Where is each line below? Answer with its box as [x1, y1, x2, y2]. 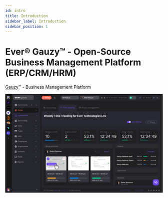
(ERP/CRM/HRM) [5, 68, 76, 79]
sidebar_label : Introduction [5, 19, 66, 24]
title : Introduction [5, 13, 48, 19]
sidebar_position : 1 [5, 24, 48, 29]
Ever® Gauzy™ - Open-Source [5, 46, 131, 58]
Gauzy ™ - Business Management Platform [5, 84, 91, 90]
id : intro [5, 8, 26, 13]
